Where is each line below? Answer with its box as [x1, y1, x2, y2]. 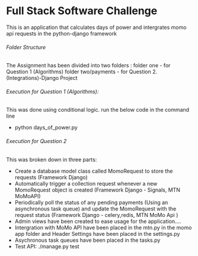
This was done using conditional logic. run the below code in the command [6, 106, 190, 114]
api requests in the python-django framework [6, 30, 117, 37]
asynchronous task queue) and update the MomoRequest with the [14, 205, 177, 212]
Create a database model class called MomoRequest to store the [14, 167, 173, 174]
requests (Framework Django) [14, 173, 88, 181]
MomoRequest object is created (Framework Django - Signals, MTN [14, 186, 181, 193]
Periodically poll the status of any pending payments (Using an [14, 199, 168, 206]
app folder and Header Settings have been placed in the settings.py [14, 230, 180, 237]
